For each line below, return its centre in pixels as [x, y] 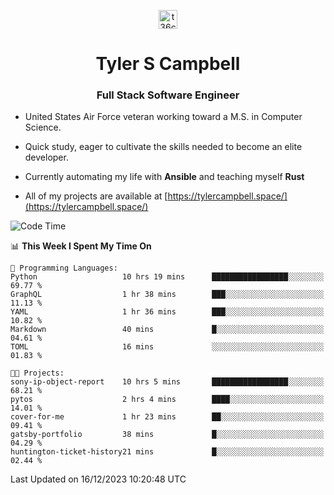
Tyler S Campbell [168, 64]
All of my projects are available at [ [96, 196]
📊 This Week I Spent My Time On [81, 246]
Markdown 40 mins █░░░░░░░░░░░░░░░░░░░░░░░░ [167, 330]
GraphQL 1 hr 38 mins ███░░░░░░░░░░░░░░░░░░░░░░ [167, 295]
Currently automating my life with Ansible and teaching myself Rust [164, 177]
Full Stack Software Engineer [168, 95]
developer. [46, 157]
